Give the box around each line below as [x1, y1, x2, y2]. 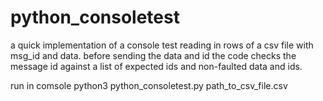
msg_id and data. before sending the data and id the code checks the [10, 49, 297, 61]
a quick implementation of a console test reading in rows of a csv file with [10, 39, 314, 51]
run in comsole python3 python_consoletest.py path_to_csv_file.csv [10, 79, 288, 91]
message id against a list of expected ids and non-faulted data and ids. [10, 60, 303, 72]
